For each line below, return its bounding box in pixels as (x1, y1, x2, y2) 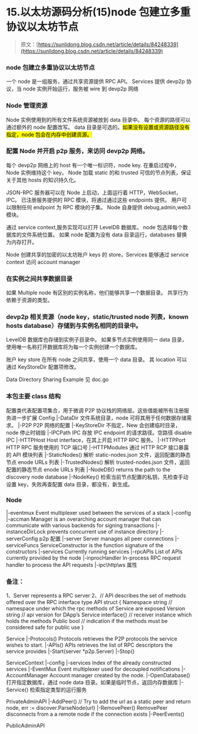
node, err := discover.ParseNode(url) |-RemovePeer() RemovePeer (6, 704, 168, 712)
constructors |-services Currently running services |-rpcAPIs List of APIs (6, 548, 183, 556)
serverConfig (6, 535, 38, 543)
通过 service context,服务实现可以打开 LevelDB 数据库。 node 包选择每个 (6, 223, 183, 230)
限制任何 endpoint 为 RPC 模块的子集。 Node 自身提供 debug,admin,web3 (11, 203, 191, 210)
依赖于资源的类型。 (6, 297, 53, 304)
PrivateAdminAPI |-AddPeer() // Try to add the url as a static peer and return (6, 698, 191, 705)
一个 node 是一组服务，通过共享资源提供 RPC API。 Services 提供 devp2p (6, 78, 185, 85)
